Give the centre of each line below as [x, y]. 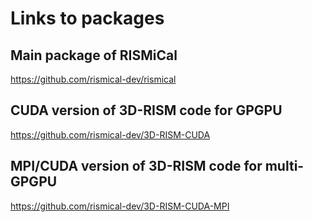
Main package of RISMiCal [94, 55]
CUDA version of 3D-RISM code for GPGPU [146, 110]
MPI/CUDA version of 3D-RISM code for [136, 166]
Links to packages [87, 18]
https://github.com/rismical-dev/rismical [93, 79]
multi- [284, 166]
